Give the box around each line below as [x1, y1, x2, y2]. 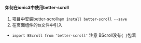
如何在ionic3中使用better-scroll [5, 4, 69, 10]
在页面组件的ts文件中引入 [12, 22, 63, 28]
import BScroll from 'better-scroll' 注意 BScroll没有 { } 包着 [12, 32, 137, 38]
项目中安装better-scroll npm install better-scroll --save [12, 16, 127, 22]
